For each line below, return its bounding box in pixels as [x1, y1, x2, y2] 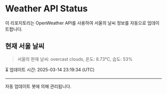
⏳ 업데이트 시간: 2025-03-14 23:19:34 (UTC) [5, 66, 95, 72]
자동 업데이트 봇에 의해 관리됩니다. [5, 83, 72, 89]
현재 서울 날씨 [5, 42, 45, 50]
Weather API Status [5, 3, 88, 14]
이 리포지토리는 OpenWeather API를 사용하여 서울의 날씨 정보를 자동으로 [5, 20, 147, 26]
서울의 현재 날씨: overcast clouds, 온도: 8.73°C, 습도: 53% [17, 56, 133, 62]
